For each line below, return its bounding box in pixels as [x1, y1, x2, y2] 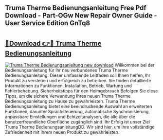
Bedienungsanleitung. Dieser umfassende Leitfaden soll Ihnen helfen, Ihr [5, 72, 151, 78]
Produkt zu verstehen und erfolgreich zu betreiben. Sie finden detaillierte [5, 78, 151, 83]
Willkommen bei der [114, 62, 155, 68]
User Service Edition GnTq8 [5, 19, 91, 27]
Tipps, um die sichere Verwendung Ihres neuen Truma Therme [5, 93, 131, 99]
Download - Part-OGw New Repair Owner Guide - [5, 12, 157, 20]
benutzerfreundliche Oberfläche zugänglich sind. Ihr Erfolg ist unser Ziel [5, 119, 150, 124]
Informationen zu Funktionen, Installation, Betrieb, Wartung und [5, 83, 132, 88]
